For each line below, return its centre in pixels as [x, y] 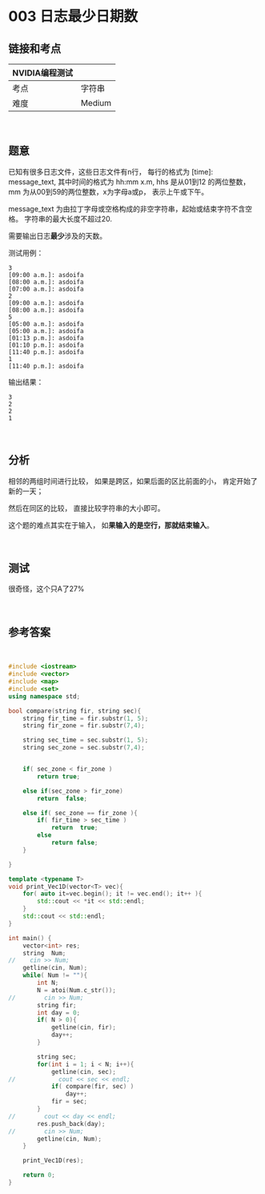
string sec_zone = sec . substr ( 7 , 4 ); [84, 748]
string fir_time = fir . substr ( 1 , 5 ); [86, 718]
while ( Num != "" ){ [55, 975]
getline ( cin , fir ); [83, 1027]
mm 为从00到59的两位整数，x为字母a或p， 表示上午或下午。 [108, 191]
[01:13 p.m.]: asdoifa [46, 338]
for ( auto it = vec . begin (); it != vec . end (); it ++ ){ [112, 894]
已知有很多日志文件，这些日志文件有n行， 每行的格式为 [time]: [111, 171]
